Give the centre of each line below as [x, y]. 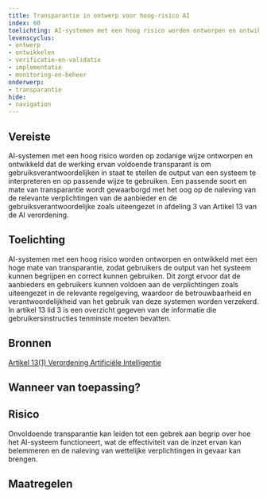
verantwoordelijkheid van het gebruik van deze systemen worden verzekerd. [133, 301]
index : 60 [25, 23]
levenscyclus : [32, 38]
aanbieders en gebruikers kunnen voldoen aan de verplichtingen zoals [124, 284]
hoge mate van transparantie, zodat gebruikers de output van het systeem [130, 267]
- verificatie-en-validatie [55, 60]
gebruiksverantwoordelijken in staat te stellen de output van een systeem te [132, 173]
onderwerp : [26, 82]
